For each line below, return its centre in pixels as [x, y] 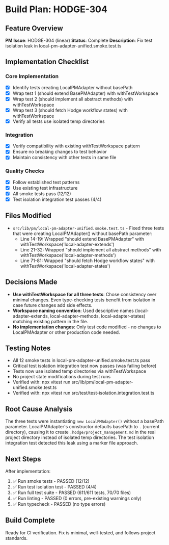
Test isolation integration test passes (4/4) [57, 199]
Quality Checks [25, 171]
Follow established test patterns [46, 182]
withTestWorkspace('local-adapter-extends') [67, 244]
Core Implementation [32, 76]
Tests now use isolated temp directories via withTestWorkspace [79, 371]
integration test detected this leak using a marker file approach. [72, 443]
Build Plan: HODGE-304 [57, 9]
